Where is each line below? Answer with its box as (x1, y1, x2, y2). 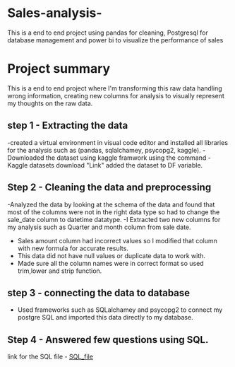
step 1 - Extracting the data (7, 120, 128, 132)
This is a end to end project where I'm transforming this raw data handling (7, 83, 222, 93)
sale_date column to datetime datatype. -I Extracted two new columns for (7, 215, 221, 223)
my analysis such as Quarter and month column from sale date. (7, 223, 192, 231)
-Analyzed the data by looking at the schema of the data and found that (7, 200, 215, 209)
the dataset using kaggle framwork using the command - (45, 153, 212, 162)
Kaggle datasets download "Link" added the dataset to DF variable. (7, 161, 203, 169)
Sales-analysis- (7, 5, 102, 21)
